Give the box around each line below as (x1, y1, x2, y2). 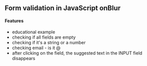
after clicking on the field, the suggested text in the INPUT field (12, 50, 142, 56)
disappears (12, 55, 36, 61)
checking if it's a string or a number (12, 39, 86, 45)
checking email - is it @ (12, 45, 61, 51)
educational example (12, 29, 56, 35)
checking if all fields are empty (12, 34, 76, 40)
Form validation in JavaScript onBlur (5, 4, 121, 12)
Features (5, 17, 24, 24)
